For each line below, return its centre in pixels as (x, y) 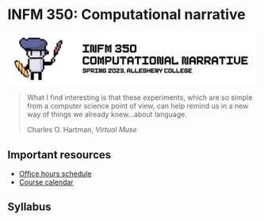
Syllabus (30, 207)
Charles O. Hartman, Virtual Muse (82, 130)
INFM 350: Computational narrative (127, 15)
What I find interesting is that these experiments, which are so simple (140, 97)
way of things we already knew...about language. (107, 114)
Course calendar (46, 182)
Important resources (59, 155)
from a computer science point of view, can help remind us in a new (138, 106)
